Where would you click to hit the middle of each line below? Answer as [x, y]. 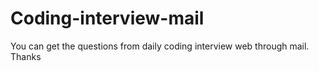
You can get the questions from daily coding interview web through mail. [160, 46]
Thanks [26, 56]
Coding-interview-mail [107, 18]
